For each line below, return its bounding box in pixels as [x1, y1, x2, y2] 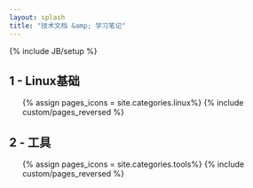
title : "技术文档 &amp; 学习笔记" [9, 21, 126, 30]
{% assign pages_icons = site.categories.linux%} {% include [21, 98, 244, 108]
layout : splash [9, 12, 66, 22]
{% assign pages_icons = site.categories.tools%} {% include [21, 159, 245, 169]
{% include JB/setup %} [9, 45, 98, 56]
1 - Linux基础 [9, 73, 80, 89]
